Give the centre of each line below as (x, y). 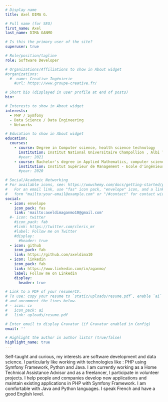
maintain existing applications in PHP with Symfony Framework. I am (76, 383)
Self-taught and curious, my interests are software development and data (81, 357)
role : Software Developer (32, 60)
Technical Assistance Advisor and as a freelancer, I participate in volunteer (82, 372)
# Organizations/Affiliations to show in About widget (63, 69)
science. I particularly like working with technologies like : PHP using (76, 362)
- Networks (21, 125)
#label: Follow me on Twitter (46, 231)
